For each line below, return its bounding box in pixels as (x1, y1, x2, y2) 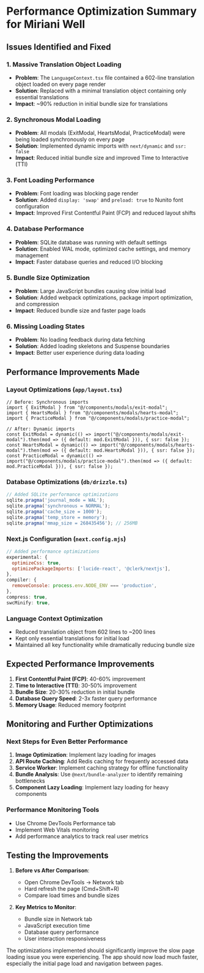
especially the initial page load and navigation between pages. (6, 960, 163, 967)
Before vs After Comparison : (15, 866, 90, 874)
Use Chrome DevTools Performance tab (15, 819, 116, 827)
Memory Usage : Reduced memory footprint (15, 701, 126, 708)
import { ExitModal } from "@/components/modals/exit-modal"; (6, 404, 168, 411)
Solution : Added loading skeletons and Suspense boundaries (15, 343, 170, 350)
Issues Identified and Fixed (6, 42, 111, 52)
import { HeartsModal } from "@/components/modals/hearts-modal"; (6, 410, 179, 416)
